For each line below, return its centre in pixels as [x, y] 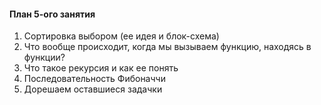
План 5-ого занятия [52, 14]
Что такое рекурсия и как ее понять [101, 68]
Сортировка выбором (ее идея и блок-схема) [121, 36]
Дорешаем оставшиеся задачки [93, 89]
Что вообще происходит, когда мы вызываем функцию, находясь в [167, 47]
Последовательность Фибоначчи [94, 79]
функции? [44, 57]
